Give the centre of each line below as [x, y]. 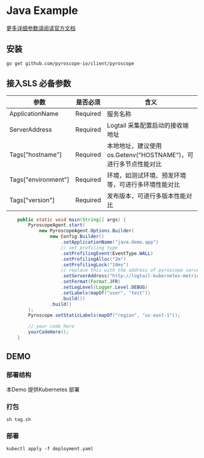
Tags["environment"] [39, 180]
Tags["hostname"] [36, 154]
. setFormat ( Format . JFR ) [90, 282]
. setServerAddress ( [85, 276]
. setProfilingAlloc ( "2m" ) [93, 259]
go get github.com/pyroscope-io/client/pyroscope [70, 63]
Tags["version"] [32, 200]
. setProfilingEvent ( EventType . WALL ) [107, 253]
